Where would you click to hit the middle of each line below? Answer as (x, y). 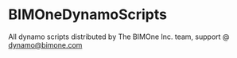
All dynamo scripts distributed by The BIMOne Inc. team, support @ (119, 37)
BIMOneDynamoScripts (87, 15)
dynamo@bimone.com (45, 44)
